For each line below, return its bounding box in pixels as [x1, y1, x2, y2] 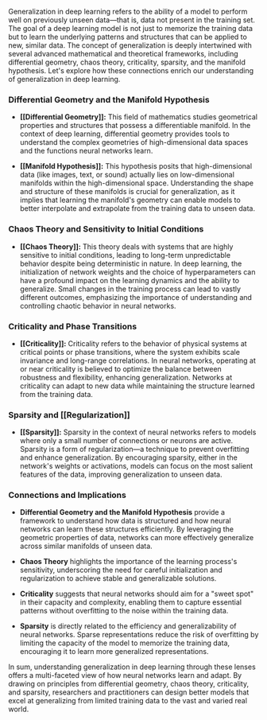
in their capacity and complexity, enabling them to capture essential [19, 597, 242, 607]
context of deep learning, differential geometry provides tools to [19, 129, 230, 138]
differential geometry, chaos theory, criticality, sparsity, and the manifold [8, 57, 246, 67]
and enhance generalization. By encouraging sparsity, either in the [19, 453, 238, 462]
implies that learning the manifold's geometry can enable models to [19, 195, 241, 205]
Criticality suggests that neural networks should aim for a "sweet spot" [19, 589, 254, 599]
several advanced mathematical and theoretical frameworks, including [8, 49, 238, 58]
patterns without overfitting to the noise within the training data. [19, 606, 229, 616]
